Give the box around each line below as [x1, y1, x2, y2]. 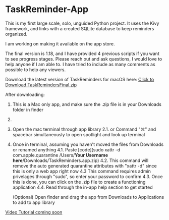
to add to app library [12, 199, 55, 205]
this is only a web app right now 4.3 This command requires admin [12, 168, 151, 174]
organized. [5, 31, 28, 37]
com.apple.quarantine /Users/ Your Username [12, 152, 108, 158]
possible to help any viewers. [5, 67, 66, 73]
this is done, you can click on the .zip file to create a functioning [12, 179, 146, 185]
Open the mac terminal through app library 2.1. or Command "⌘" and [12, 126, 156, 132]
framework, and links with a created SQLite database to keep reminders [5, 25, 154, 31]
